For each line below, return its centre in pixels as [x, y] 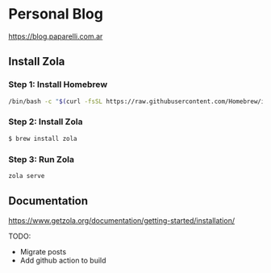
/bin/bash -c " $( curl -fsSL [56, 101]
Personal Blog [56, 14]
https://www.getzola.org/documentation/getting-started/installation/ [122, 220]
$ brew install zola [43, 139]
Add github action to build [63, 260]
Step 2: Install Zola [46, 122]
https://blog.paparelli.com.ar [56, 36]
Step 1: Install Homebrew [58, 85]
